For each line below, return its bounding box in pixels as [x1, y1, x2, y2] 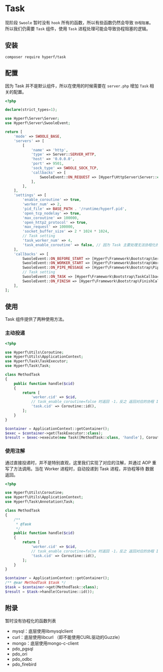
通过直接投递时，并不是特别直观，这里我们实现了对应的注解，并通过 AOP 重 [5, 459, 157, 465]
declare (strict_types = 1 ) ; [5, 108, 57, 112]
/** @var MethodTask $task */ [5, 580, 66, 585]
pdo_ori [12, 651, 28, 657]
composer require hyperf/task [5, 54, 66, 59]
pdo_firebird [12, 661, 37, 667]
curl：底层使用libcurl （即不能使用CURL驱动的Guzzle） [12, 634, 123, 640]
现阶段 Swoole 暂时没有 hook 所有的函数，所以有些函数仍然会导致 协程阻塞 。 [5, 19, 154, 25]
